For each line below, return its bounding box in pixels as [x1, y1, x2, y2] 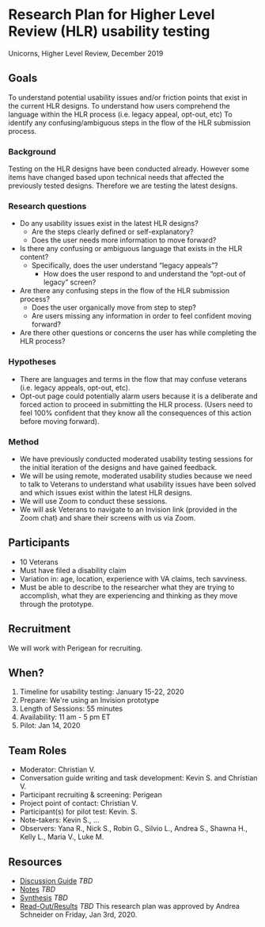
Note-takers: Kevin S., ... [19, 815, 100, 825]
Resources [8, 855, 62, 868]
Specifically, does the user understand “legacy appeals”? [31, 261, 218, 270]
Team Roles [8, 743, 67, 757]
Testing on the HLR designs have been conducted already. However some [8, 164, 250, 174]
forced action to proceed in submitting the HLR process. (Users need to [19, 399, 253, 409]
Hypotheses [8, 357, 57, 368]
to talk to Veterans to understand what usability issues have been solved [19, 479, 256, 489]
